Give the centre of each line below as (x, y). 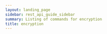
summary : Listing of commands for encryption (54, 19)
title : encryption (24, 24)
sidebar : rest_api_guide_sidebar (40, 14)
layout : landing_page (28, 10)
